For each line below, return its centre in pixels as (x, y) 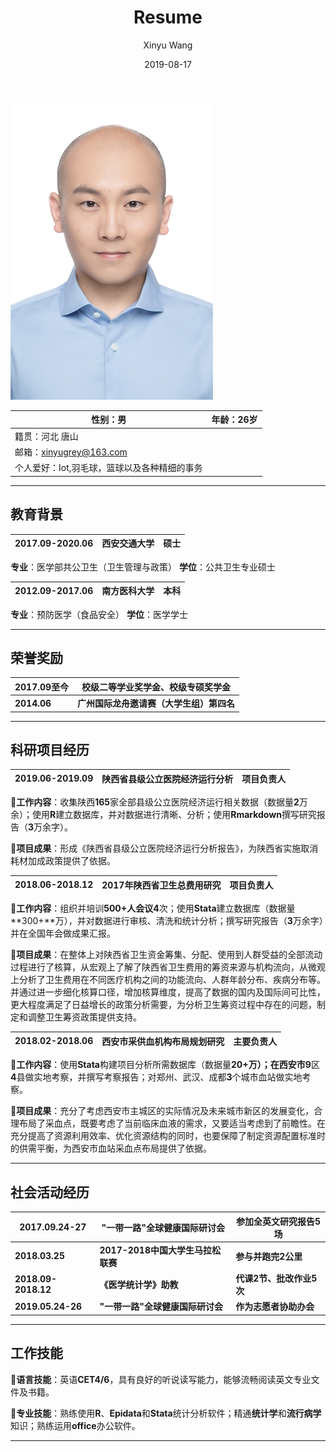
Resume (168, 17)
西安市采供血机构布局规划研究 (163, 1041)
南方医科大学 (128, 590)
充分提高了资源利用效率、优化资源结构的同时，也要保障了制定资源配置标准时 (168, 1136)
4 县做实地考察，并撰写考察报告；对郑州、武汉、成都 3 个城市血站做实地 (156, 1077)
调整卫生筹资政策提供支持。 (84, 1017)
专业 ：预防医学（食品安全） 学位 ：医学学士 (99, 614)
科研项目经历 (50, 749)
